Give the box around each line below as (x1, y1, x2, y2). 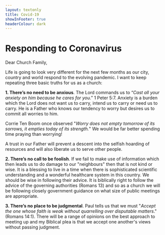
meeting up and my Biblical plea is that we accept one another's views (5, 219, 151, 225)
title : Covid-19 (5, 12, 39, 17)
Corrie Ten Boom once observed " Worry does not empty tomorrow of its (5, 121, 155, 127)
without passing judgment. (5, 224, 60, 230)
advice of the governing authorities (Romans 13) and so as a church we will (5, 182, 160, 188)
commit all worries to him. (5, 111, 59, 117)
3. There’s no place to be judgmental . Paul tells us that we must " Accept (5, 203, 156, 209)
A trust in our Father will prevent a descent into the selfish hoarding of (5, 141, 150, 147)
